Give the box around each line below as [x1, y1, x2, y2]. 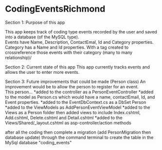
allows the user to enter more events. [5, 69, 80, 75]
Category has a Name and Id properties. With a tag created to [5, 44, 129, 50]
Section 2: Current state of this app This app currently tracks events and [5, 64, 150, 70]
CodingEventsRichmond [5, 3, 106, 15]
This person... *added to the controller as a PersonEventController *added [5, 89, 154, 95]
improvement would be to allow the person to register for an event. [5, 83, 139, 89]
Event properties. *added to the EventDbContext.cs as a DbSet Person [5, 99, 146, 105]
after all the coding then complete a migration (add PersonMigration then [5, 129, 151, 135]
